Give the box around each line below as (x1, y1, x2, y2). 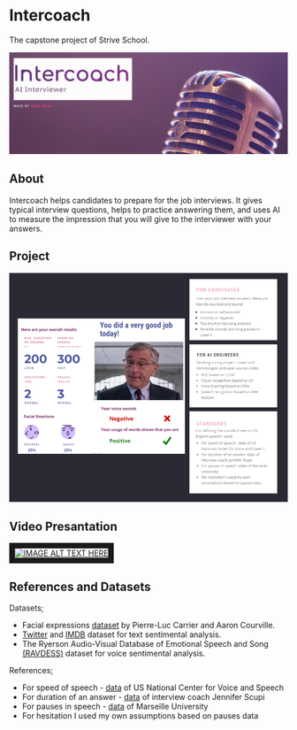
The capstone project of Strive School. (9, 35, 150, 45)
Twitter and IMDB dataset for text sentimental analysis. (21, 629, 222, 640)
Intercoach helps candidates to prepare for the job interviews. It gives (9, 195, 263, 205)
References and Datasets (9, 579, 152, 594)
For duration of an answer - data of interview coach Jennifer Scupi (21, 692, 265, 703)
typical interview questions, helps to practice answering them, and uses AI (9, 204, 280, 215)
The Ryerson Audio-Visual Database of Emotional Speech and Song (21, 639, 270, 649)
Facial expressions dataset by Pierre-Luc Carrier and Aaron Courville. (21, 620, 276, 631)
